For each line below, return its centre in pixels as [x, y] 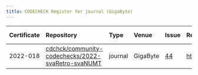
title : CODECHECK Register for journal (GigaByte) [70, 11]
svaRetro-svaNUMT [74, 63]
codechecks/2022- [73, 56]
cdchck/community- [75, 49]
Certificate [24, 35]
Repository [62, 35]
